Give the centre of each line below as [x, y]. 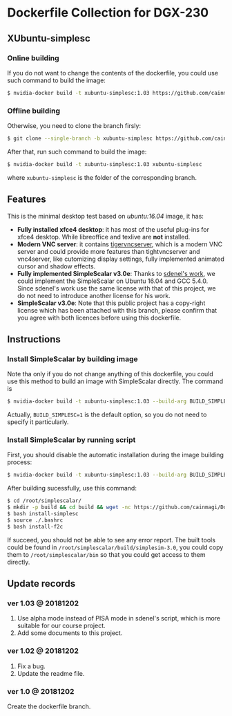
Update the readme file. [51, 673]
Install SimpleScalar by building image [72, 359]
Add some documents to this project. [70, 633]
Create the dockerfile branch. [49, 706]
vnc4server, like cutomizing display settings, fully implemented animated [120, 259]
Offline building [34, 111]
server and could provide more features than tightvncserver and [108, 251]
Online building [33, 58]
